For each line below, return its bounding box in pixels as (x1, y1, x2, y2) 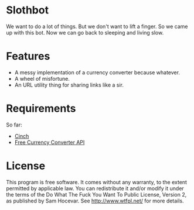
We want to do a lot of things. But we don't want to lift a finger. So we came (6, 23, 188, 30)
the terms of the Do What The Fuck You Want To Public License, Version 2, (6, 191, 187, 198)
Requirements (6, 102, 76, 115)
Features (6, 50, 50, 63)
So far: (6, 121, 22, 128)
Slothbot (6, 4, 49, 17)
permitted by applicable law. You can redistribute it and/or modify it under (6, 185, 185, 192)
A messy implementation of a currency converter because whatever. (14, 68, 181, 76)
